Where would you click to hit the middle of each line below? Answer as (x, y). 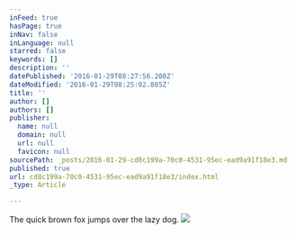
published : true (40, 168)
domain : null (42, 135)
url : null (36, 143)
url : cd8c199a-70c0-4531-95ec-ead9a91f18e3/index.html (114, 176)
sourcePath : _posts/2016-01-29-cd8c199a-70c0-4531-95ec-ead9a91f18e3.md (148, 160)
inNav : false (34, 34)
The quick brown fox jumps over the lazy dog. (94, 220)
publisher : (30, 118)
